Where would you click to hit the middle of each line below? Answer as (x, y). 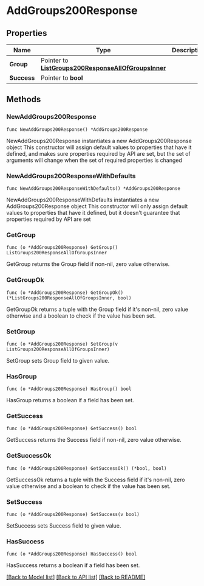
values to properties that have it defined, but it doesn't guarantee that (93, 212)
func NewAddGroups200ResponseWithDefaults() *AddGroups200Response (93, 188)
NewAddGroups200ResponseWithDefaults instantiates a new (83, 200)
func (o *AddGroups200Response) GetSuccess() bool (72, 429)
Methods (24, 99)
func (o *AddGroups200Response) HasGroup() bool (69, 389)
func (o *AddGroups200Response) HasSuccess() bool (72, 554)
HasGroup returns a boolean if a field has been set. (70, 400)
